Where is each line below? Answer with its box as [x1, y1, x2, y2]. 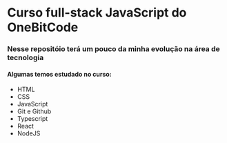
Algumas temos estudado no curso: [7, 70, 112, 78]
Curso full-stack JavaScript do [7, 5, 187, 21]
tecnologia [7, 53, 44, 63]
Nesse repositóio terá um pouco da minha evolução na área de [7, 44, 220, 54]
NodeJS [17, 129, 41, 137]
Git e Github [17, 107, 52, 115]
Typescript [17, 115, 48, 123]
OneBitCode [7, 19, 79, 35]
